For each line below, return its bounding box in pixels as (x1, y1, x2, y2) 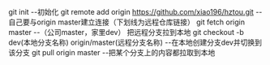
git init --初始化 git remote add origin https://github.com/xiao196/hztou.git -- (8, 7, 263, 16)
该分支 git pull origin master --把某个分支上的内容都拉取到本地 (8, 48, 216, 57)
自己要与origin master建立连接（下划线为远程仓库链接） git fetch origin (8, 17, 246, 27)
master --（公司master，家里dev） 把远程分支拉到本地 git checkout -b (8, 28, 245, 37)
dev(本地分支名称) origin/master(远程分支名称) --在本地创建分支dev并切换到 (8, 37, 262, 47)
